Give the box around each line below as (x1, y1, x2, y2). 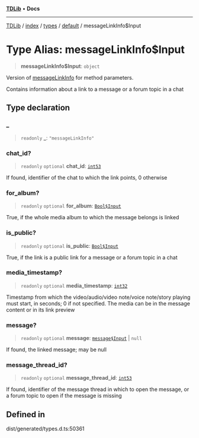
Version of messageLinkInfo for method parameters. (6, 74, 134, 81)
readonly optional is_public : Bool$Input (20, 242, 118, 249)
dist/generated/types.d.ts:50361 (6, 425, 85, 433)
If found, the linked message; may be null (6, 346, 107, 353)
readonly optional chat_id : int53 (20, 162, 101, 169)
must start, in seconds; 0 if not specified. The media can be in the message (6, 300, 191, 307)
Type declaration (6, 103, 70, 113)
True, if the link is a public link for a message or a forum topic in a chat (6, 254, 178, 261)
